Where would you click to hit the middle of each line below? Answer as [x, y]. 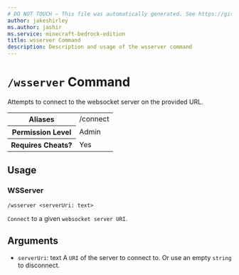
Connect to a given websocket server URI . [68, 218]
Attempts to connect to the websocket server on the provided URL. [106, 102]
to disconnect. [39, 265]
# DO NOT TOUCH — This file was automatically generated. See [101, 14]
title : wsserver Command [44, 41]
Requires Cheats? [42, 145]
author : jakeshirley [38, 21]
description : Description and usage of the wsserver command [100, 47]
